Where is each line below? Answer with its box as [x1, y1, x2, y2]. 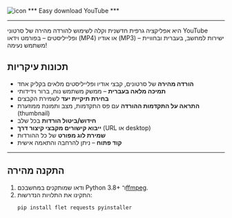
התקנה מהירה [7, 165, 65, 176]
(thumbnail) [17, 109, 50, 117]
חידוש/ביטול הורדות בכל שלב [17, 116, 97, 125]
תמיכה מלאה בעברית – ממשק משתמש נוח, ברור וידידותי [17, 87, 166, 95]
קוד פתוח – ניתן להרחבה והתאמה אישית [17, 138, 122, 147]
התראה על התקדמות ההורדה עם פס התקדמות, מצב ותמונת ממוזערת [17, 101, 200, 110]
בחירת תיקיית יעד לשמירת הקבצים [17, 94, 109, 102]
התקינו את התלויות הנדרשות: [17, 190, 93, 199]
